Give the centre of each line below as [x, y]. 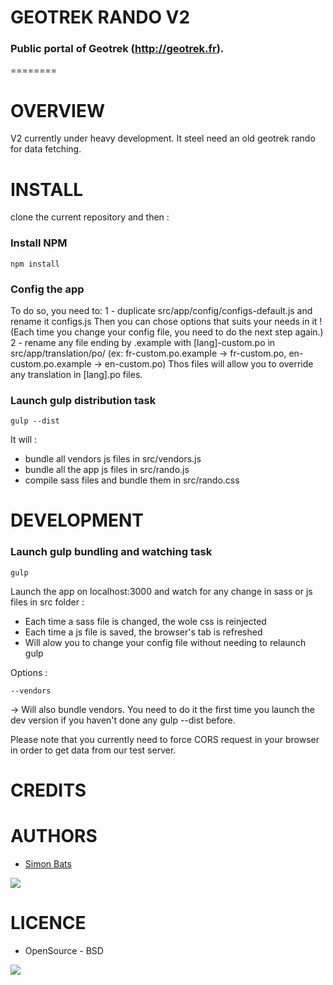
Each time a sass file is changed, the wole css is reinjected [145, 621]
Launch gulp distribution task [83, 400]
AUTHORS [54, 836]
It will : [24, 440]
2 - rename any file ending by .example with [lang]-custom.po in [143, 342]
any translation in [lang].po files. [76, 374]
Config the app [47, 289]
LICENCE [48, 923]
